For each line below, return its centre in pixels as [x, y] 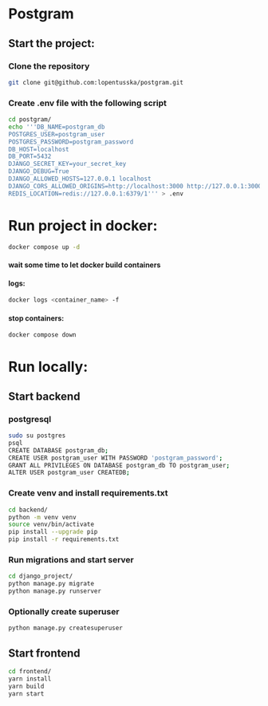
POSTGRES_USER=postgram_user [57, 134]
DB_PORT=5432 [30, 156]
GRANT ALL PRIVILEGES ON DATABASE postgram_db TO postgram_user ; [119, 465]
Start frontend [45, 653]
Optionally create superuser [64, 611]
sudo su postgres [37, 436]
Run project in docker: [83, 225]
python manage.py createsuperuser [66, 628]
